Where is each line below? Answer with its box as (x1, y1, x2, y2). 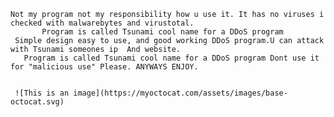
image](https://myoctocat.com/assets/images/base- (73, 88, 288, 98)
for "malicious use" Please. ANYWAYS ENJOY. (10, 62, 199, 72)
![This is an (14, 88, 70, 98)
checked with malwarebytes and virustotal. (10, 18, 195, 28)
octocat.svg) (10, 97, 65, 107)
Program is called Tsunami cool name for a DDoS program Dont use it (23, 53, 320, 63)
